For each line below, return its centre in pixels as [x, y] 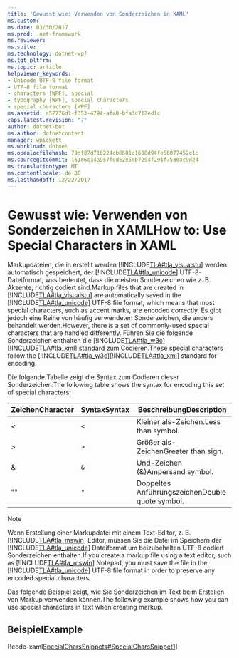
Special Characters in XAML [92, 245]
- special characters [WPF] [49, 107]
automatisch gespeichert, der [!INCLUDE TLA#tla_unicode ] [93, 272]
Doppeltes [154, 483]
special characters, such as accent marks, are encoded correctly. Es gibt [115, 310]
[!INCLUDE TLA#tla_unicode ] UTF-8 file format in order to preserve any [111, 570]
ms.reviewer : [27, 41]
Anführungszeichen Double [181, 493]
